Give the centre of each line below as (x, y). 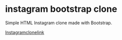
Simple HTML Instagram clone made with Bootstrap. (59, 23)
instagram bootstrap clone (61, 9)
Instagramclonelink (25, 32)
